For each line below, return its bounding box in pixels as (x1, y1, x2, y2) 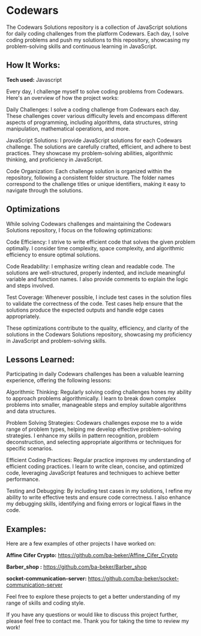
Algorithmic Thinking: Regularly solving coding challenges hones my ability (6, 389, 192, 396)
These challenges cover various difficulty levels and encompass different (6, 112, 187, 119)
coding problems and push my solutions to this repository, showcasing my (6, 36, 190, 43)
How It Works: (6, 60, 61, 70)
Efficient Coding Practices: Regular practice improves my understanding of (6, 457, 191, 464)
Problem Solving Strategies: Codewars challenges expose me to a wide (6, 419, 183, 427)
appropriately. (6, 312, 41, 320)
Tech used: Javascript (6, 76, 62, 83)
